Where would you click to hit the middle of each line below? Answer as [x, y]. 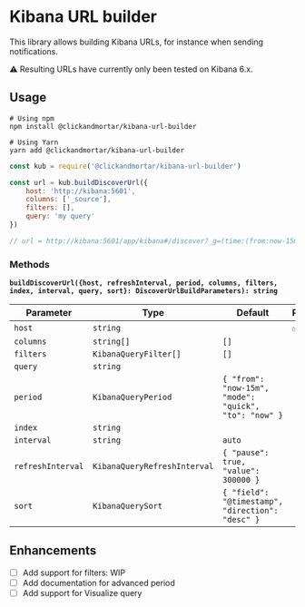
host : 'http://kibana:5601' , [81, 191]
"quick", [241, 406]
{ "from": [243, 379]
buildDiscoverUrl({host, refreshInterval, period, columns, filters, [144, 283]
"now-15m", [246, 388]
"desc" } [241, 520]
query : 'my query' [60, 216]
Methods [30, 264]
